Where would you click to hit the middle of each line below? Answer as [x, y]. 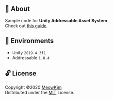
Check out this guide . [26, 26]
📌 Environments [30, 41]
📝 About [17, 9]
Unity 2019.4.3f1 [29, 52]
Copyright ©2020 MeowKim [33, 87]
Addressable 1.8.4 [31, 57]
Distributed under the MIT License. [40, 93]
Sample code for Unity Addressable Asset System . [57, 20]
